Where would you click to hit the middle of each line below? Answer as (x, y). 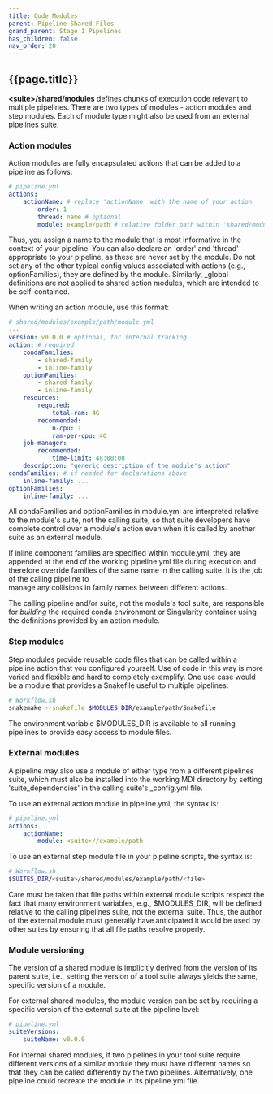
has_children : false (43, 39)
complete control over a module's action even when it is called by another (132, 529)
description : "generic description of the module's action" (127, 466)
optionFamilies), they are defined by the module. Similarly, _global (119, 275)
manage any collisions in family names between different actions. (118, 588)
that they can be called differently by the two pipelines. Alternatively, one (131, 1072)
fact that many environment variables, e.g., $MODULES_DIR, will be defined (135, 903)
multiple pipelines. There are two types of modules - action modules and (130, 107)
